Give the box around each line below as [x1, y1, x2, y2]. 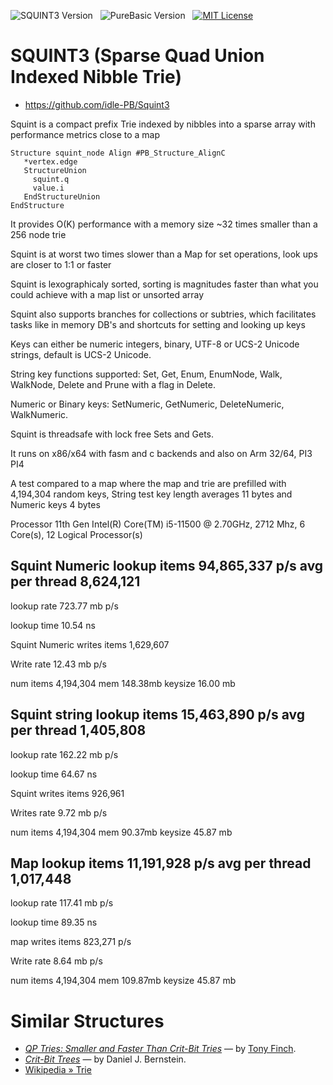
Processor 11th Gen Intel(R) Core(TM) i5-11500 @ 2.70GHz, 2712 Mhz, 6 [10, 518, 306, 530]
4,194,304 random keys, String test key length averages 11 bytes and [10, 488, 293, 500]
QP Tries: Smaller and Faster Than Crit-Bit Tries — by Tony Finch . [24, 1043, 297, 1055]
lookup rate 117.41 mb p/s [10, 897, 114, 909]
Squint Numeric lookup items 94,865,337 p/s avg [10, 558, 324, 575]
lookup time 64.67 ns [10, 768, 98, 780]
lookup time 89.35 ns [10, 916, 98, 929]
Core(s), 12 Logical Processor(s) [10, 528, 143, 540]
